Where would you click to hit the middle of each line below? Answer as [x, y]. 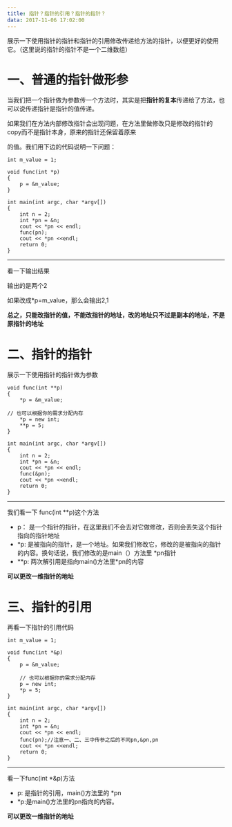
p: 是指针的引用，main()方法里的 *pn [69, 793]
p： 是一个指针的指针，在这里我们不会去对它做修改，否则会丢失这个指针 [120, 527]
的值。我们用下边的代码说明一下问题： [61, 147]
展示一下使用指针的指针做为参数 [52, 375]
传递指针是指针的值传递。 [61, 109]
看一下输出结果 [28, 271]
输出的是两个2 [27, 286]
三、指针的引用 [50, 607]
